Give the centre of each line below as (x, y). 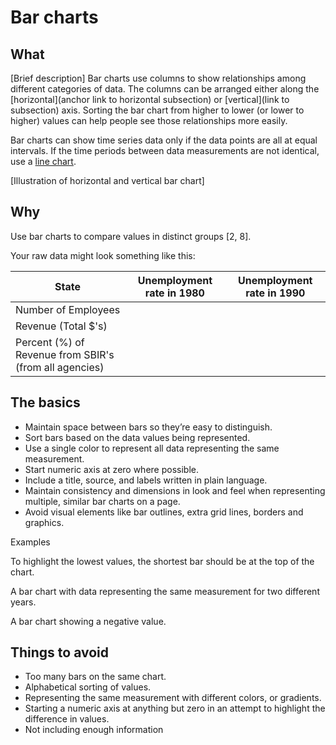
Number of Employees (68, 309)
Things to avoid (60, 652)
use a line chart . (43, 161)
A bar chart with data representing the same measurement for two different (165, 591)
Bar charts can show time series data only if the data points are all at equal (164, 140)
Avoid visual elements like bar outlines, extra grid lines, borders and (164, 512)
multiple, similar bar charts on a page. (102, 501)
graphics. (44, 522)
